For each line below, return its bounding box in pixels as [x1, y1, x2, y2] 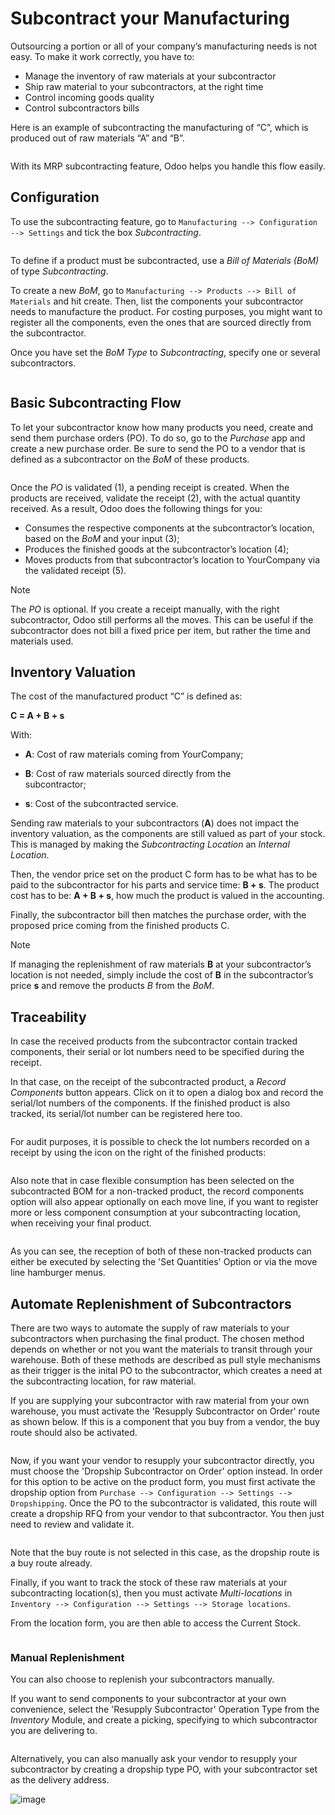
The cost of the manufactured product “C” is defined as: [10, 690, 243, 702]
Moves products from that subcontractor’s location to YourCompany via [24, 553, 321, 566]
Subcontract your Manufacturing [10, 7, 290, 30]
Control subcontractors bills [24, 102, 140, 114]
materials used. [10, 635, 74, 647]
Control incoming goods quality [24, 91, 155, 103]
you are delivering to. [10, 1725, 98, 1737]
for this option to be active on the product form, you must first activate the [10, 1476, 316, 1487]
